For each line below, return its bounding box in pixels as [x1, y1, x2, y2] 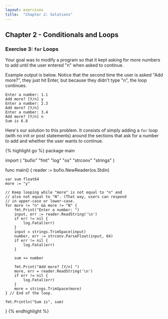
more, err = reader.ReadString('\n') [14, 269, 93, 274]
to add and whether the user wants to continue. [5, 138, 103, 144]
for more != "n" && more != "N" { [5, 203, 78, 208]
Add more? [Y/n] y [5, 97, 44, 102]
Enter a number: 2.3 [5, 101, 49, 106]
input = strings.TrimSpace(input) [14, 229, 86, 234]
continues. [5, 83, 27, 89]
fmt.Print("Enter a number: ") [14, 207, 80, 213]
